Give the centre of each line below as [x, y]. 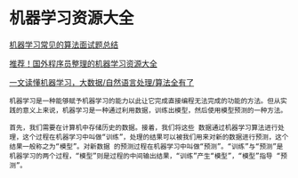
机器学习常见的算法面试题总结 [64, 44]
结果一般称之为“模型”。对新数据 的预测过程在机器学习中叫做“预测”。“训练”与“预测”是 [146, 146]
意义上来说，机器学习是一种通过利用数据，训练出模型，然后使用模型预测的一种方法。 [154, 110]
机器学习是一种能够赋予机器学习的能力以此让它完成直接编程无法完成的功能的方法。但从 [145, 101]
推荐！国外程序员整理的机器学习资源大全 [83, 63]
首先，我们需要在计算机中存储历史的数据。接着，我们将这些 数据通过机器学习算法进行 [144, 127]
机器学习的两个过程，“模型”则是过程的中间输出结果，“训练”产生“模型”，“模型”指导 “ [145, 156]
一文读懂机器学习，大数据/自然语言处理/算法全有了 [102, 82]
